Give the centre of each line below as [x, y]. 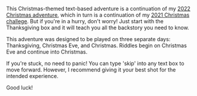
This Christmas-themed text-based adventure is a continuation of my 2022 [98, 9]
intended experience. [32, 76]
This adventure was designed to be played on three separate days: [88, 39]
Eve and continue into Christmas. [47, 52]
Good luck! [20, 88]
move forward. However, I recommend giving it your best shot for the [91, 70]
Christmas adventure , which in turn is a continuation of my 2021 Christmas [98, 15]
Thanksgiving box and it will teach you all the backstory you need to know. [98, 27]
